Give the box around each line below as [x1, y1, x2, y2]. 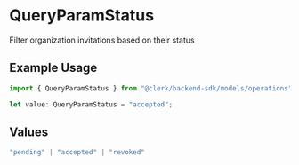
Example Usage [9, 60, 98, 75]
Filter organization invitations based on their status [9, 35, 195, 45]
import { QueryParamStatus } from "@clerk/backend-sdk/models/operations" [9, 83, 293, 93]
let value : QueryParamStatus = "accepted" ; [9, 99, 174, 109]
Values [9, 124, 49, 139]
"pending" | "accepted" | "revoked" [9, 148, 145, 157]
